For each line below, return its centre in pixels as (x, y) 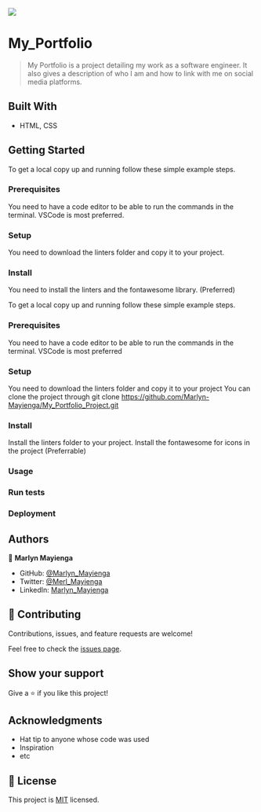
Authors (29, 539)
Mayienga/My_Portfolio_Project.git (63, 406)
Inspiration (36, 748)
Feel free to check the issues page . (65, 648)
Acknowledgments (56, 720)
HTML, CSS (38, 125)
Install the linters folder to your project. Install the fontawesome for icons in (129, 443)
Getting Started (47, 151)
